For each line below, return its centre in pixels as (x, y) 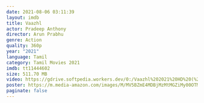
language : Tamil (27, 57)
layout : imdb (23, 18)
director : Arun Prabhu (35, 35)
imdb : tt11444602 (28, 68)
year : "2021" (23, 51)
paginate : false (27, 91)
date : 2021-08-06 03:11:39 (40, 12)
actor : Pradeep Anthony (36, 29)
